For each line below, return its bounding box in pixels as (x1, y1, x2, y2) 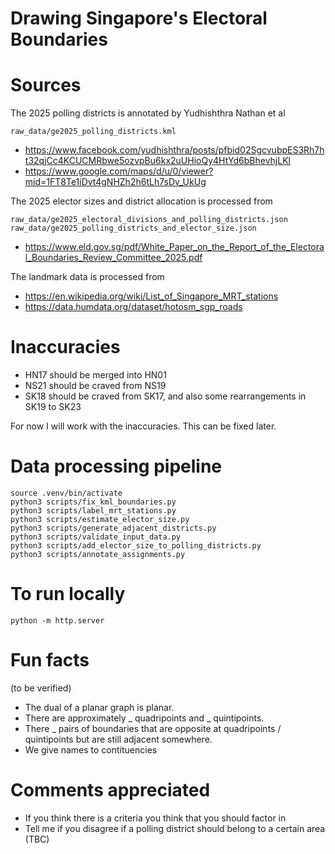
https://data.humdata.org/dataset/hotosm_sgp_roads (24, 301, 243, 313)
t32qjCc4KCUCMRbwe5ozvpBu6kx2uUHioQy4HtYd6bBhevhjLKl (24, 155, 291, 167)
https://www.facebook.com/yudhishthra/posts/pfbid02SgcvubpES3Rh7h (24, 144, 325, 156)
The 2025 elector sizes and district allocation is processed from (10, 195, 273, 207)
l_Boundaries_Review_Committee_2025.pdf (24, 252, 203, 264)
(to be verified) (10, 682, 72, 694)
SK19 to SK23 (24, 401, 82, 413)
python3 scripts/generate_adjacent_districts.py (10, 523, 217, 533)
